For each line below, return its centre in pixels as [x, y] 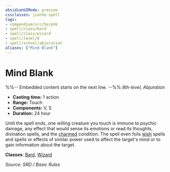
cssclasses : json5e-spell [32, 15]
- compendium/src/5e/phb [31, 24]
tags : [11, 19]
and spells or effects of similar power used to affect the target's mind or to [83, 139]
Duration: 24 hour [31, 113]
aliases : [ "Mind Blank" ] [31, 48]
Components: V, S [32, 108]
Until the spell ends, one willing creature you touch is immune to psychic [81, 123]
